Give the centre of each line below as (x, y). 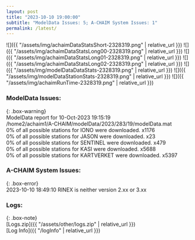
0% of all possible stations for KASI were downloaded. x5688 (81, 149)
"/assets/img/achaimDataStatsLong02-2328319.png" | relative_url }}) (98, 64)
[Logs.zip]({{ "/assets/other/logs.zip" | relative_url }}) (71, 224)
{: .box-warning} (26, 111)
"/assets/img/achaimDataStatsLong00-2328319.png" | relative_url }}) (98, 52)
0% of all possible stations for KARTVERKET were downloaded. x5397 (92, 155)
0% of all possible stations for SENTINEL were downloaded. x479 (86, 142)
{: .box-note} (22, 218)
